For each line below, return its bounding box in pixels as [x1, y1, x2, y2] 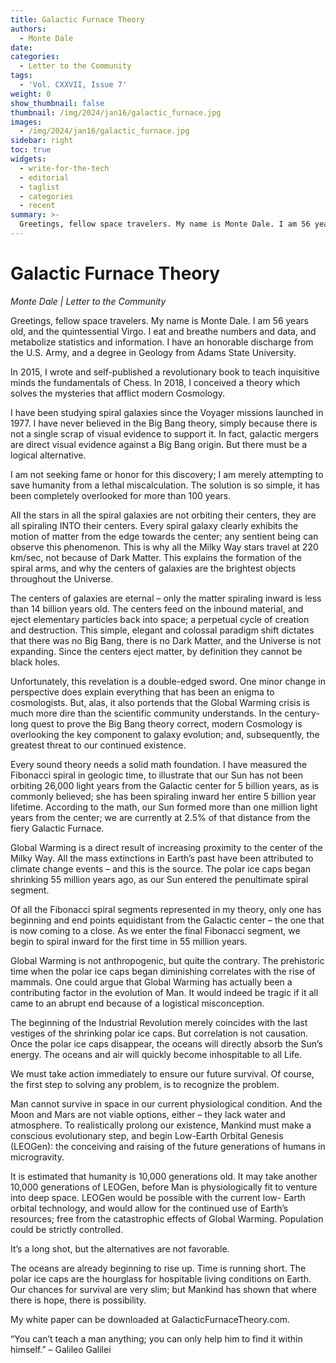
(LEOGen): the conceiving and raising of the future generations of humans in [10, 1140, 326, 1152]
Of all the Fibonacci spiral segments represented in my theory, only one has [10, 903, 322, 915]
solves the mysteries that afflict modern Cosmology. [10, 387, 226, 399]
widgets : [10, 154, 47, 164]
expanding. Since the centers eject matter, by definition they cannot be [10, 645, 303, 657]
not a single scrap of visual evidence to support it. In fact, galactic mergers [10, 427, 319, 440]
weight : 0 [10, 89, 52, 99]
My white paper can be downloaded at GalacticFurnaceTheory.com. [10, 1313, 291, 1325]
